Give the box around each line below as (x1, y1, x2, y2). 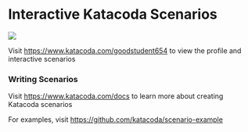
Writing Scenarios (8, 73, 78, 84)
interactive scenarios (8, 54, 76, 63)
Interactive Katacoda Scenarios (8, 5, 217, 23)
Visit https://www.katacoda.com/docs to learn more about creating (8, 91, 224, 101)
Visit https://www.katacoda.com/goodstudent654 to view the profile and (8, 45, 242, 55)
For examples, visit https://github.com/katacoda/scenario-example (8, 115, 223, 124)
